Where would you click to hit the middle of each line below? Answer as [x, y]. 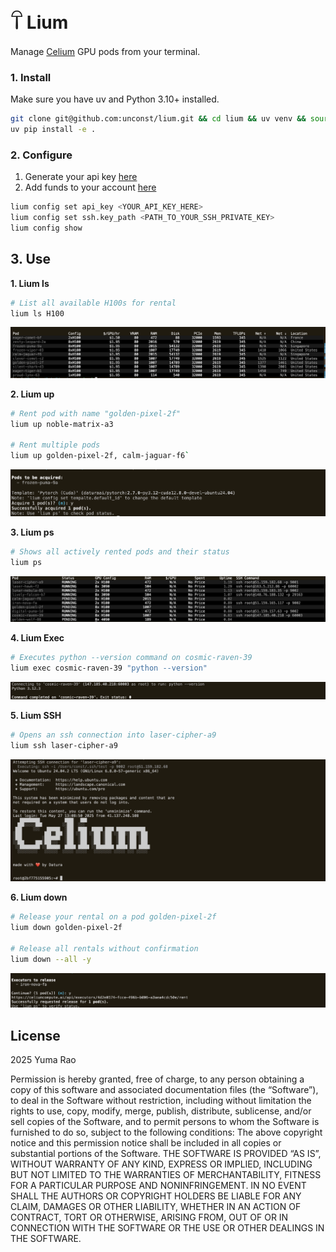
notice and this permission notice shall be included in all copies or [146, 1143]
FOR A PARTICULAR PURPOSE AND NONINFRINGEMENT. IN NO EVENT [158, 1186]
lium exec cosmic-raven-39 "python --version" [109, 668]
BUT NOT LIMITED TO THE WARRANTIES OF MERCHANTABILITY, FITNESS [166, 1175]
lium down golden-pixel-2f [66, 928]
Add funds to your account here [90, 187]
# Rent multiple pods [55, 445]
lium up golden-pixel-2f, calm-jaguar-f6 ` [100, 456]
